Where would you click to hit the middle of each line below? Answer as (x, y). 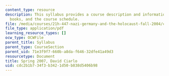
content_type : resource (30, 10)
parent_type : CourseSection (35, 47)
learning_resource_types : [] (36, 33)
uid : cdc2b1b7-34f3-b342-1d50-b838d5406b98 (52, 65)
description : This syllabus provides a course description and (73, 14)
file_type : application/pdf (35, 28)
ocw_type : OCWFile (24, 38)
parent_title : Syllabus (30, 42)
